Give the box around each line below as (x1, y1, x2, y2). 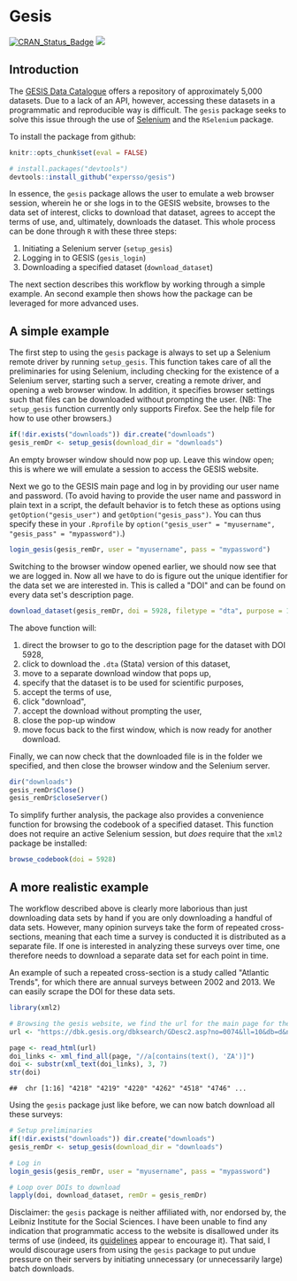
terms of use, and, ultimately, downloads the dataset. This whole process (9, 217, 276, 228)
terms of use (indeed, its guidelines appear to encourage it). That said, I (9, 1235, 270, 1246)
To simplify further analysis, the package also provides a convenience (9, 810, 264, 821)
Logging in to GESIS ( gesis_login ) (21, 252, 147, 263)
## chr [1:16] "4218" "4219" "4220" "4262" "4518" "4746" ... (9, 1084, 247, 1093)
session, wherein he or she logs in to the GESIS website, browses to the (9, 197, 270, 209)
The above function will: (9, 622, 97, 633)
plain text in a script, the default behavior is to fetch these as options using (9, 499, 281, 510)
